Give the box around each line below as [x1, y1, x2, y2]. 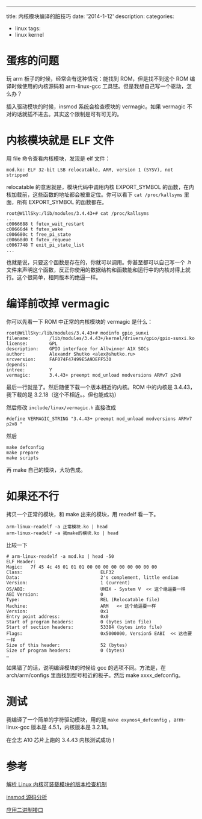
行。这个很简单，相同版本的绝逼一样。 [6, 273, 101, 280]
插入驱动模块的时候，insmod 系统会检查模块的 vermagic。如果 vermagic [6, 103, 186, 110]
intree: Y [6, 366, 52, 373]
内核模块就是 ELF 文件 [6, 134, 114, 147]
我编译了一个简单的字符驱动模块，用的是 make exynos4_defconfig [6, 715, 167, 723]
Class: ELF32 [6, 569, 114, 575]
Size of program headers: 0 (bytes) [6, 647, 125, 654]
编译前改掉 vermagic [6, 297, 110, 311]
